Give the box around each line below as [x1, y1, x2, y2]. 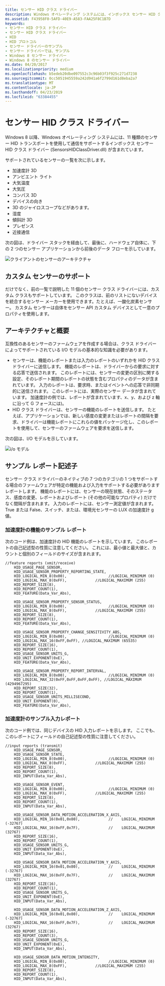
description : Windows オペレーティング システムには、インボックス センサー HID [5, 12, 156, 17]
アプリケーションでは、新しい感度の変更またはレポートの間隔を [25, 413, 155, 419]
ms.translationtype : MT [5, 80, 54, 85]
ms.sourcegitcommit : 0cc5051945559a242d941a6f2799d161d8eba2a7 [5, 76, 137, 81]
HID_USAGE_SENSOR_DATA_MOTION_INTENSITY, [14, 955, 100, 960]
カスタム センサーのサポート [5, 272, 91, 281]
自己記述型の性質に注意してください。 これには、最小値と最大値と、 [13, 544, 152, 550]
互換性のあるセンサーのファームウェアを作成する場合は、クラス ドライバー [5, 341, 157, 347]
